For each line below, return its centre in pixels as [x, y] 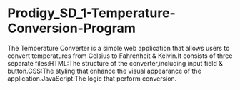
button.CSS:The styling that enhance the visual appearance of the [104, 71]
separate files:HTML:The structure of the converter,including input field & [115, 63]
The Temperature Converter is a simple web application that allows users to [119, 48]
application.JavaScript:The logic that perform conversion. [92, 78]
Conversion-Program [71, 28]
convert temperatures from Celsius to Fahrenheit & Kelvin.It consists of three [120, 56]
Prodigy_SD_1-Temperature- [92, 13]
